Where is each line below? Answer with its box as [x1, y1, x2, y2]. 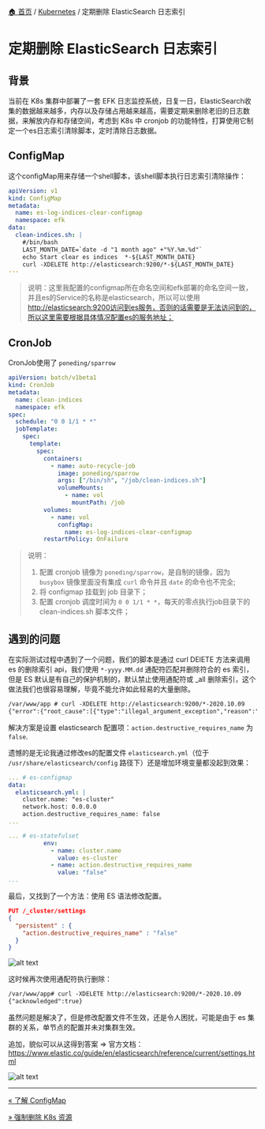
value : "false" [58, 868, 108, 877]
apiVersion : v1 [8, 186, 58, 195]
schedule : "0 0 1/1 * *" [15, 418, 97, 426]
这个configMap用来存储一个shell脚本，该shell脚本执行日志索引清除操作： [8, 171, 247, 180]
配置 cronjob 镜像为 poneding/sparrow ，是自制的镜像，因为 [39, 567, 231, 577]
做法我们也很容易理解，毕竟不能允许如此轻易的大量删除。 [8, 684, 195, 694]
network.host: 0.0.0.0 [22, 803, 97, 811]
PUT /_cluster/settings [8, 907, 87, 915]
